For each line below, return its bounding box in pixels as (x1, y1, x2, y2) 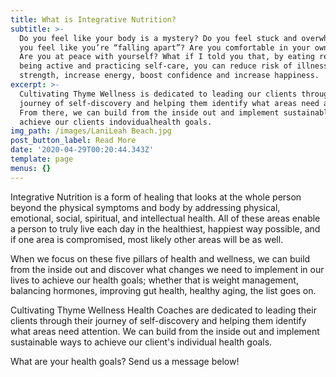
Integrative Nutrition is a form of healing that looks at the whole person (10, 191, 302, 203)
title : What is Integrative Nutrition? (10, 14, 177, 25)
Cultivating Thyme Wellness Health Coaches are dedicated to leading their (10, 304, 317, 316)
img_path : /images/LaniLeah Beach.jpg (10, 126, 172, 136)
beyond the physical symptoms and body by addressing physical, (10, 201, 281, 213)
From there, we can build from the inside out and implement (19, 107, 280, 118)
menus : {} (10, 163, 52, 173)
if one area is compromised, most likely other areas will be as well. (10, 233, 284, 245)
